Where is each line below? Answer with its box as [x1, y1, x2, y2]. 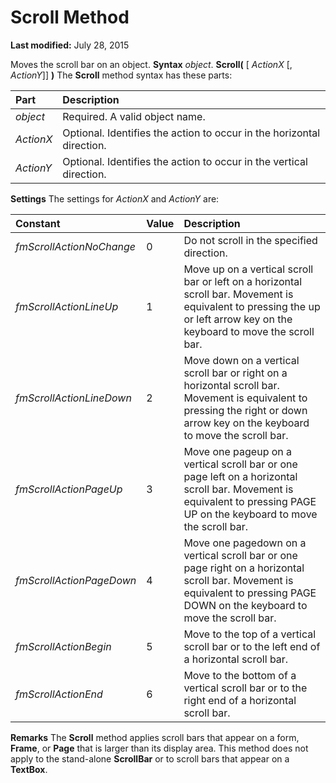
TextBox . [10, 763, 48, 775]
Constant [15, 216, 61, 230]
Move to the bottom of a [183, 668, 297, 682]
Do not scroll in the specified [183, 233, 318, 247]
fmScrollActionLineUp [15, 299, 119, 313]
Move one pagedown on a [183, 536, 307, 550]
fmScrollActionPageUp [15, 482, 123, 496]
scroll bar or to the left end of [183, 639, 321, 653]
